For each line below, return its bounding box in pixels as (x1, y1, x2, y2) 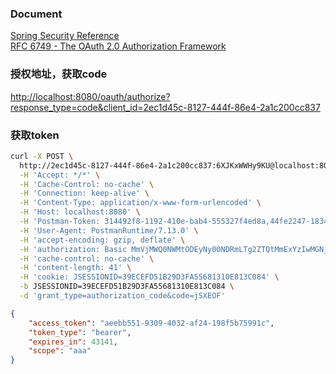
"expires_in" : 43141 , (28, 337, 118, 347)
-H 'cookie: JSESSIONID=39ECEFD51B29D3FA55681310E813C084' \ (19, 272, 280, 282)
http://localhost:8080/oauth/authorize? (10, 90, 171, 102)
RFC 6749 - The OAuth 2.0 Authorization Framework (10, 40, 227, 52)
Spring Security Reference (10, 30, 120, 42)
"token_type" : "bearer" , (28, 327, 132, 337)
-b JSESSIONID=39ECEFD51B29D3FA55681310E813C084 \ (19, 282, 235, 292)
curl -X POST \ (10, 151, 74, 161)
